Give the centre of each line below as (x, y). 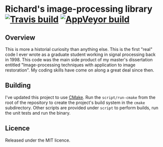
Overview (20, 37)
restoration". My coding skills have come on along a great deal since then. (80, 70)
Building (18, 86)
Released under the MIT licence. (38, 140)
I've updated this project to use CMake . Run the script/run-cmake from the (80, 97)
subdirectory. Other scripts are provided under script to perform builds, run (82, 108)
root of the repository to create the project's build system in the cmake (75, 102)
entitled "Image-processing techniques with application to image (70, 65)
